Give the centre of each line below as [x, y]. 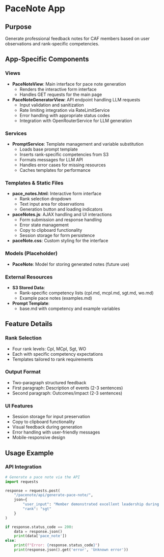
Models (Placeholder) [31, 253]
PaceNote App [35, 9]
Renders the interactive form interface [58, 89]
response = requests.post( [33, 491]
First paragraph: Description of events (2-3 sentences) [68, 388]
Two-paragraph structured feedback [49, 382]
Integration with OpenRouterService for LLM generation [76, 121]
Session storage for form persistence [57, 235]
